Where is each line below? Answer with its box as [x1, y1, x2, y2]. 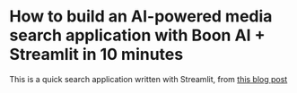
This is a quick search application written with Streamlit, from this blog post [9, 73, 288, 84]
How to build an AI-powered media [9, 6, 273, 27]
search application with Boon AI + [9, 25, 266, 46]
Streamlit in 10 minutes [9, 45, 184, 64]
